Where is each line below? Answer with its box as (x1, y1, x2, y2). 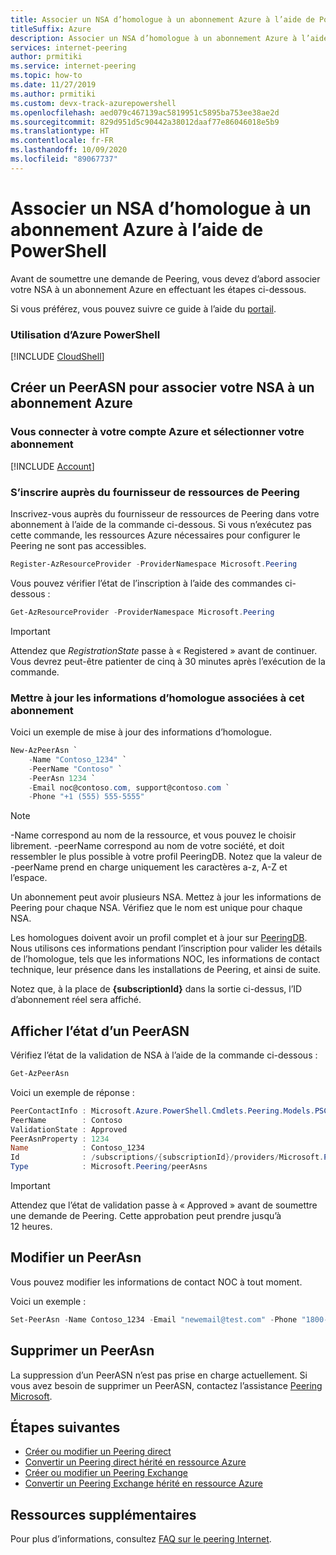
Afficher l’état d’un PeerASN (10, 1022, 190, 1040)
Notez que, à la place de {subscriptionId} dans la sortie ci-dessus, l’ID (10, 983, 303, 995)
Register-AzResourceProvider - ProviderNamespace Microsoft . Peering (10, 559, 298, 569)
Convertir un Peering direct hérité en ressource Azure (24, 1456, 247, 1468)
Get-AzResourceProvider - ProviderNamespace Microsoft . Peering (10, 607, 275, 617)
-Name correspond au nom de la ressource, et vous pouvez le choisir (10, 829, 297, 841)
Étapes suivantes (10, 1419, 121, 1436)
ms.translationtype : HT (10, 126, 110, 136)
